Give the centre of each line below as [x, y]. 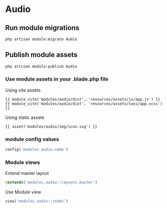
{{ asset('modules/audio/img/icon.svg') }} [51, 126]
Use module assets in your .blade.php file [57, 79]
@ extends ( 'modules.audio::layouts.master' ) [51, 182]
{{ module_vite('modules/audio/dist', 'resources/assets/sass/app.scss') [84, 104]
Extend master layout [27, 173]
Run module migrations [42, 28]
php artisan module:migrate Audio [41, 39]
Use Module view [23, 192]
